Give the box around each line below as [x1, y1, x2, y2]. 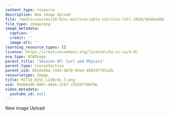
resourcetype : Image [5, 73, 49, 78]
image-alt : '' [10, 40, 39, 45]
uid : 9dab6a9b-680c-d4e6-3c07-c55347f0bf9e [5, 82, 98, 87]
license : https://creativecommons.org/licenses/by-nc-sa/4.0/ [5, 49, 138, 54]
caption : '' [10, 31, 35, 36]
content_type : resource [5, 7, 55, 13]
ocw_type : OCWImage [5, 54, 46, 59]
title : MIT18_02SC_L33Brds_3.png [5, 77, 75, 82]
